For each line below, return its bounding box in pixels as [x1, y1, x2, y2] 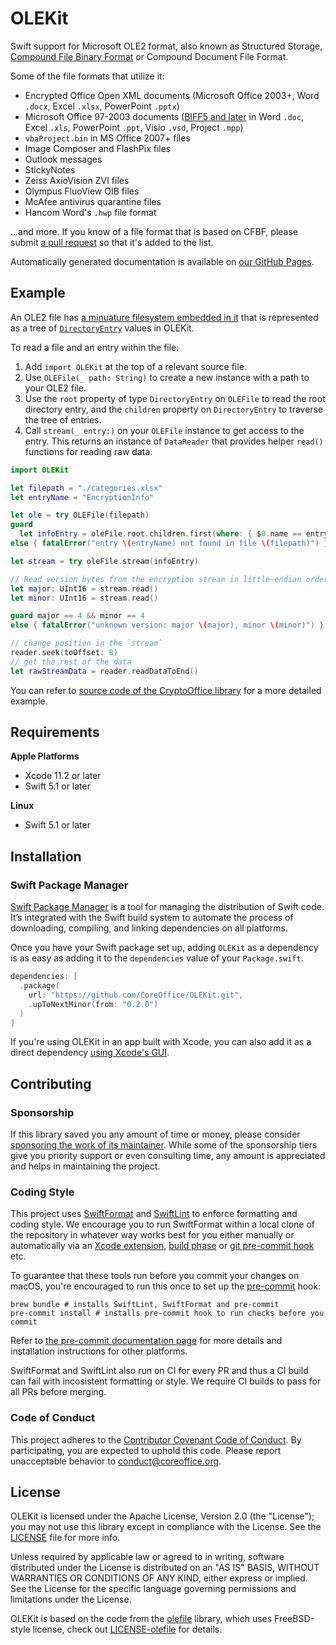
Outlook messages [24, 153, 103, 165]
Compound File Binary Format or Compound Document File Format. [10, 50, 289, 62]
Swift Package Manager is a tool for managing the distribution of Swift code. [10, 901, 325, 913]
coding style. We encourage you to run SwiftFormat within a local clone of [10, 1218, 315, 1231]
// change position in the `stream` [10, 638, 163, 649]
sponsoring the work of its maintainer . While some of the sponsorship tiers [10, 1139, 318, 1151]
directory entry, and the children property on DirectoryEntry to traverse [24, 403, 324, 415]
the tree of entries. [24, 413, 102, 426]
